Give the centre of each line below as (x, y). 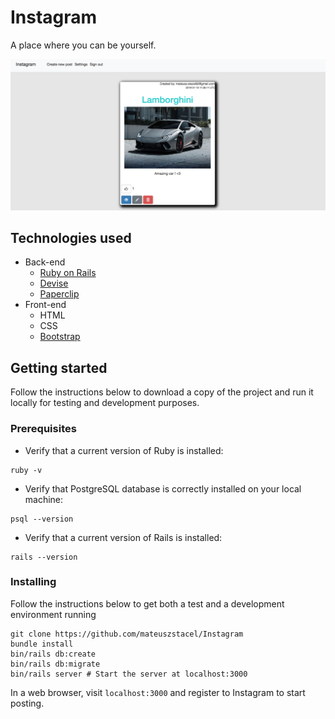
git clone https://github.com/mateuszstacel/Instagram (127, 634)
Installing (33, 582)
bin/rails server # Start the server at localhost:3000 (129, 674)
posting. (27, 703)
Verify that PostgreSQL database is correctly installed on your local (163, 488)
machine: (44, 499)
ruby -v (26, 470)
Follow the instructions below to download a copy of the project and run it (162, 392)
